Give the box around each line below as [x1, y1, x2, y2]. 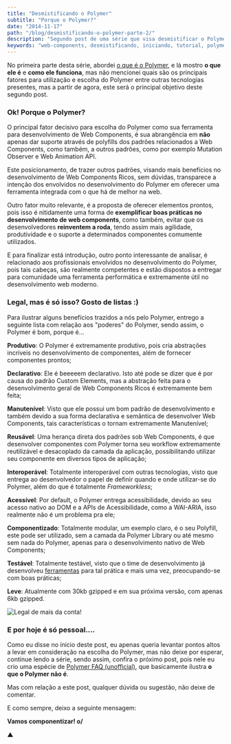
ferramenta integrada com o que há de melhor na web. [7, 187, 162, 196]
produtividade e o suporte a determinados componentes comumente [7, 230, 203, 238]
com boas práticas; [7, 573, 62, 582]
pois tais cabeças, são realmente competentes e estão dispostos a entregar [7, 266, 222, 274]
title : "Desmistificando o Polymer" [7, 10, 112, 17]
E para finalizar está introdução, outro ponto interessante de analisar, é [7, 251, 208, 259]
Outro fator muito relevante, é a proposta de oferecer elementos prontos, [7, 201, 214, 209]
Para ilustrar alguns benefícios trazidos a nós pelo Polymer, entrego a [7, 313, 204, 321]
